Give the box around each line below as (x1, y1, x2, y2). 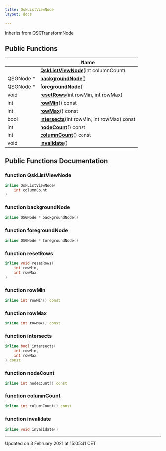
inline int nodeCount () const (5, 381, 68, 386)
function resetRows (5, 250, 53, 257)
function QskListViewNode (5, 172, 72, 179)
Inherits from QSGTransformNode (5, 30, 74, 36)
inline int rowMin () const (5, 298, 61, 303)
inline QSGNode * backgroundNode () (5, 215, 79, 220)
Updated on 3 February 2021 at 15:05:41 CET (5, 440, 96, 447)
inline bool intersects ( (5, 344, 56, 349)
